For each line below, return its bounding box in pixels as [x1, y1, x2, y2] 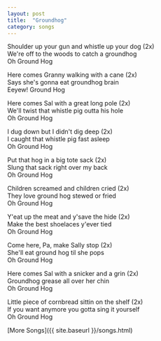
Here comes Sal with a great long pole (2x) [7, 99, 131, 108]
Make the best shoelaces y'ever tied [7, 220, 112, 228]
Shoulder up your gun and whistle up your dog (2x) [7, 43, 155, 51]
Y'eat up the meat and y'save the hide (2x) [7, 212, 130, 221]
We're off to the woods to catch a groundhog [7, 50, 137, 58]
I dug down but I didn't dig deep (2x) [7, 127, 113, 136]
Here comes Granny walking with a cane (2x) [7, 71, 138, 79]
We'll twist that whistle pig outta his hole [7, 106, 124, 115]
